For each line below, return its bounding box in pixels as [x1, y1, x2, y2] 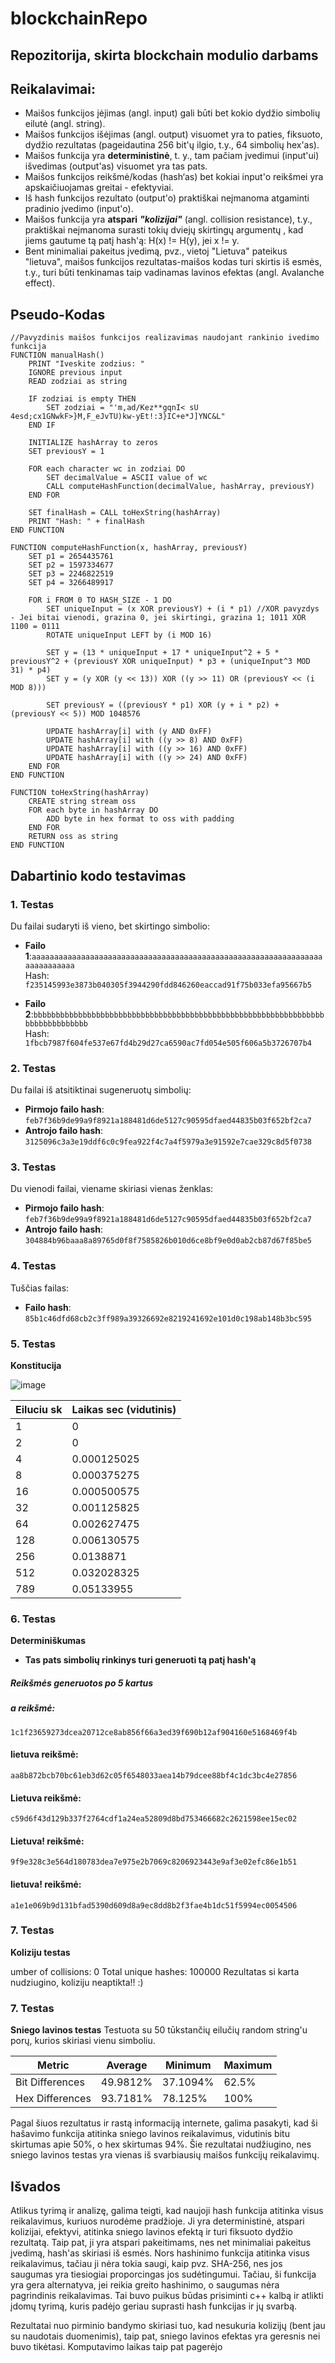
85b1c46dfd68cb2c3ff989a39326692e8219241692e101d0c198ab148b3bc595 [24, 1313, 312, 1324]
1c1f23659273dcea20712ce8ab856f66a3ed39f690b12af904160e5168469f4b [10, 1727, 298, 1737]
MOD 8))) [10, 683, 47, 693]
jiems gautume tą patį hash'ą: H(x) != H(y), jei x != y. [24, 235, 240, 247]
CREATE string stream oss [28, 797, 137, 807]
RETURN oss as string [28, 832, 118, 842]
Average [106, 2058, 148, 2072]
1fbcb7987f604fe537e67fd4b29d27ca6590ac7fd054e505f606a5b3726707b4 [24, 1038, 312, 1048]
